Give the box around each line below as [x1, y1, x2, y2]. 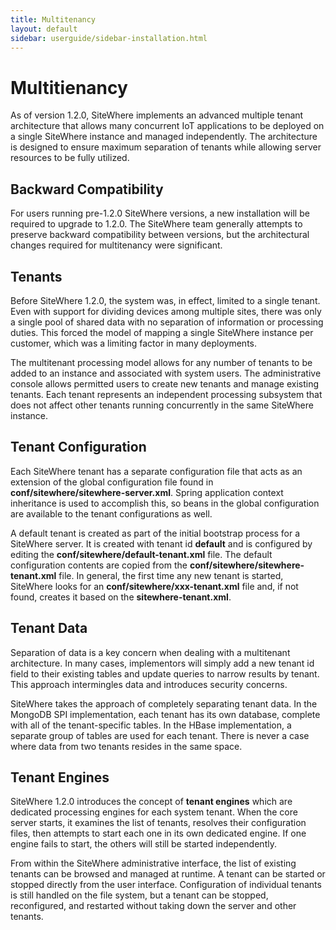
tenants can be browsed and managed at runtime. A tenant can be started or [10, 868, 326, 880]
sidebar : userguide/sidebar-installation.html [10, 33, 208, 43]
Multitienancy [10, 76, 128, 99]
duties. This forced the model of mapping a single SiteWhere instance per [10, 326, 314, 338]
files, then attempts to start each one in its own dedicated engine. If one [10, 827, 307, 840]
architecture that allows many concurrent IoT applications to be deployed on [10, 120, 325, 132]
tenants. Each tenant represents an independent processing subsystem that [10, 388, 323, 400]
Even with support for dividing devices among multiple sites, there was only [10, 305, 322, 317]
